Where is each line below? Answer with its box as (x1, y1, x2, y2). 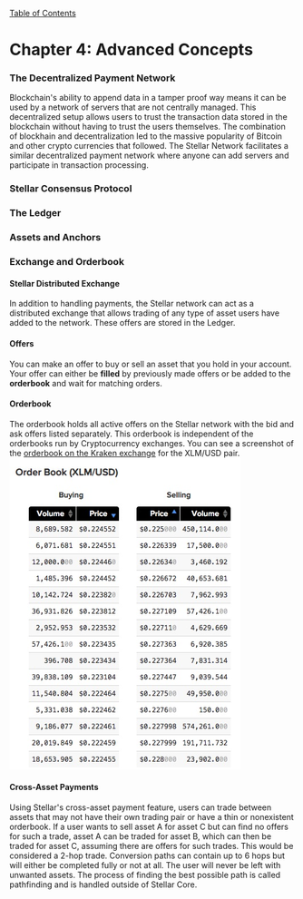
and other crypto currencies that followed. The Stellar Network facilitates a (9, 141, 288, 151)
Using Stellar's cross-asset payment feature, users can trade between (9, 802, 272, 813)
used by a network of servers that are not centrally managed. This (9, 102, 257, 112)
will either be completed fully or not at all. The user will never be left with (9, 859, 281, 870)
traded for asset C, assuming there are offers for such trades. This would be (9, 840, 294, 851)
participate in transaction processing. (9, 160, 150, 171)
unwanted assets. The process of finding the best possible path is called (9, 869, 281, 880)
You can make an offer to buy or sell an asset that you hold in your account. (9, 358, 292, 369)
